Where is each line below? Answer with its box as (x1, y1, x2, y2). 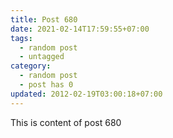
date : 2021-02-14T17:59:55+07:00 (10, 24, 150, 34)
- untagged (19, 52, 65, 62)
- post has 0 (19, 80, 74, 90)
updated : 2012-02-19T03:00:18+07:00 (10, 89, 163, 99)
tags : (10, 33, 33, 43)
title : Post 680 (10, 14, 78, 25)
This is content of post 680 (10, 116, 122, 128)
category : (10, 61, 52, 71)
